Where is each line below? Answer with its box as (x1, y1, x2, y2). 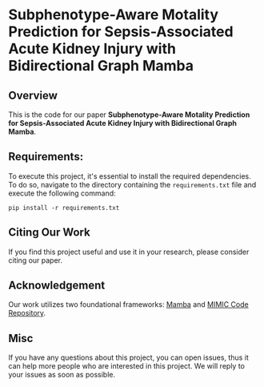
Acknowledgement (8, 279, 106, 292)
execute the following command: (8, 188, 116, 198)
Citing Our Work (8, 226, 90, 240)
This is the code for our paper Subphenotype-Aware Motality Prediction (8, 110, 250, 119)
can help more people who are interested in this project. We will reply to (8, 361, 246, 371)
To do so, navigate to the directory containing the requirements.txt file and (8, 179, 257, 189)
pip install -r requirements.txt (8, 204, 120, 212)
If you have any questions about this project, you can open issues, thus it (8, 353, 250, 362)
